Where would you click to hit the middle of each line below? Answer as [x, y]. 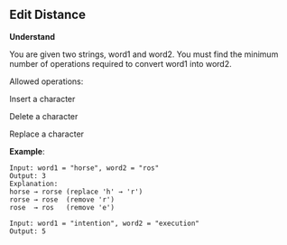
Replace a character [46, 134]
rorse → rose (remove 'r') [62, 199]
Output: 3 [28, 175]
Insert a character [42, 99]
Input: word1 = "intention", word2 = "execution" [105, 223]
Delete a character [44, 116]
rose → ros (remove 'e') [62, 207]
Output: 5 [28, 231]
